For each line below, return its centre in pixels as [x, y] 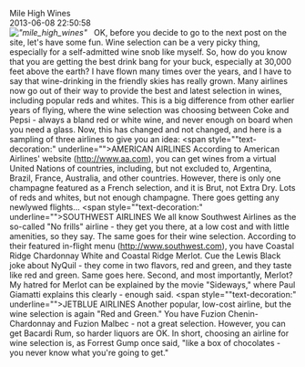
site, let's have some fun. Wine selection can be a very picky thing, [135, 42]
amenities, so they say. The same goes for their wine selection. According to [153, 236]
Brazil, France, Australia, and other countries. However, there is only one [145, 178]
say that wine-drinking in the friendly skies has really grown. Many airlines [149, 81]
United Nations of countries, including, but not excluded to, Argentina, [141, 168]
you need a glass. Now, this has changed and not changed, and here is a [146, 130]
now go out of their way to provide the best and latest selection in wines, [146, 91]
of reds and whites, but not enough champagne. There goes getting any [144, 197]
